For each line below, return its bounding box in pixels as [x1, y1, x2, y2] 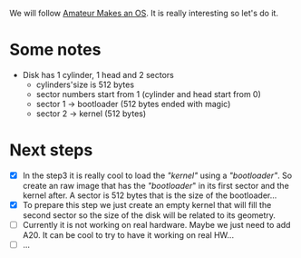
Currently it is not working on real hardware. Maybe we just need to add [22, 220, 291, 230]
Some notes [9, 40, 102, 60]
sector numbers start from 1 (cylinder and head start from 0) [35, 88, 261, 99]
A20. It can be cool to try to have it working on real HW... [22, 230, 234, 241]
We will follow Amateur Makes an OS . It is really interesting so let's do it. [9, 8, 279, 18]
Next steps [9, 140, 93, 161]
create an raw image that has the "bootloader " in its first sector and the [22, 180, 290, 191]
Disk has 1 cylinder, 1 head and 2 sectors [22, 69, 174, 80]
